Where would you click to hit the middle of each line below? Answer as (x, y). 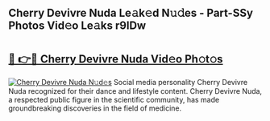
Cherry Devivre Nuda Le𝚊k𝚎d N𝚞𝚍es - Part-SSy (131, 13)
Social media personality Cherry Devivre (181, 82)
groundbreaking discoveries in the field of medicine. (95, 108)
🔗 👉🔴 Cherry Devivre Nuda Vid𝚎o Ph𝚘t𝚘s (116, 59)
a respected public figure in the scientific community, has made (114, 100)
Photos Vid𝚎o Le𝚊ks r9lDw (77, 26)
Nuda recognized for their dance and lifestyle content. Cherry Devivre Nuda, (135, 91)
